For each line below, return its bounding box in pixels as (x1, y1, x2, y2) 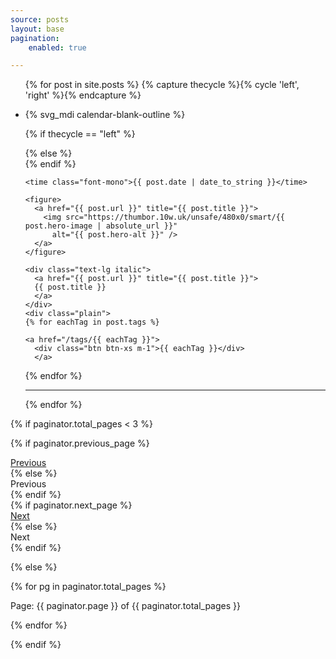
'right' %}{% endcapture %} (24, 89, 142, 101)
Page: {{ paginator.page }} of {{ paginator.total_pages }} (10, 600, 241, 612)
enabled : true (28, 42, 87, 53)
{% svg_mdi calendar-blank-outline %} (24, 109, 186, 121)
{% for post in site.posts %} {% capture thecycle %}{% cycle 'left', (24, 79, 300, 91)
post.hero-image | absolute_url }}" (24, 221, 178, 231)
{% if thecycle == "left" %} (24, 128, 136, 140)
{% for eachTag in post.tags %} (24, 317, 160, 328)
